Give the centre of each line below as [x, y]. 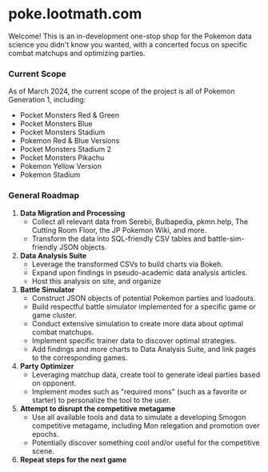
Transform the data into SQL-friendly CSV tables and [119, 238]
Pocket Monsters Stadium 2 [66, 150]
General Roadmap [44, 195]
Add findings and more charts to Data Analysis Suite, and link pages [144, 349]
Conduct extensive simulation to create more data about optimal [138, 323]
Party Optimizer [47, 366]
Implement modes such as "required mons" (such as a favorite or [139, 391]
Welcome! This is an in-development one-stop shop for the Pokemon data [130, 36]
